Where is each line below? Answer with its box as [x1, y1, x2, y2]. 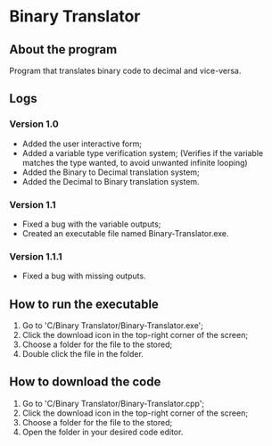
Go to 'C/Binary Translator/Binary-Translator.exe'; [21, 320, 203, 331]
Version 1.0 [9, 118, 60, 130]
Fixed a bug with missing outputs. [21, 270, 146, 282]
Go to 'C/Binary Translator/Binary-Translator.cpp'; [21, 398, 205, 409]
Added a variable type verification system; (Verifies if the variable [21, 147, 264, 158]
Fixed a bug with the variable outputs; [21, 219, 161, 229]
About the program [9, 42, 118, 57]
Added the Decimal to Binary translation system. [21, 176, 200, 186]
